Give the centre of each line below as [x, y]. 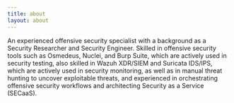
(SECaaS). [22, 93]
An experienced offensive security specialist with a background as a [107, 40]
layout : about [28, 20]
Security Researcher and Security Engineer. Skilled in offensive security [112, 48]
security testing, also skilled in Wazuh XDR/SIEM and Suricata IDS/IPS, [110, 63]
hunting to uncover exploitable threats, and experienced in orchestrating [112, 78]
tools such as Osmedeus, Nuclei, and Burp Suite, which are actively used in [117, 55]
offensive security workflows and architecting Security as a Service [106, 85]
